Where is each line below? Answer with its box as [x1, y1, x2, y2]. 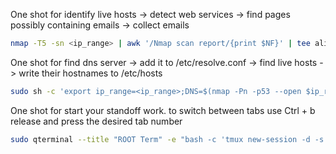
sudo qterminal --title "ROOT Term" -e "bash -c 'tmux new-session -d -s [10, 134, 325, 144]
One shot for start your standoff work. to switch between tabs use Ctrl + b [10, 104, 316, 116]
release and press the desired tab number [10, 115, 183, 127]
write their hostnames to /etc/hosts [18, 67, 163, 79]
